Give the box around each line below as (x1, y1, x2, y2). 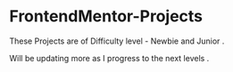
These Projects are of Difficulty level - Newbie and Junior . (9, 36, 225, 46)
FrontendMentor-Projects (9, 6, 204, 27)
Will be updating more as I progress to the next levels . (9, 52, 210, 63)
